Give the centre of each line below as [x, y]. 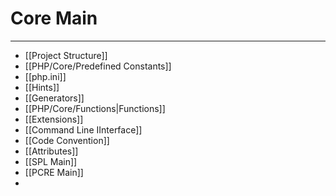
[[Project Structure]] [66, 55]
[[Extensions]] [54, 119]
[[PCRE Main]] [54, 172]
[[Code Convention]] [67, 140]
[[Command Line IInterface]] [83, 129]
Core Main [54, 18]
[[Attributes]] [51, 151]
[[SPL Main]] [51, 161]
